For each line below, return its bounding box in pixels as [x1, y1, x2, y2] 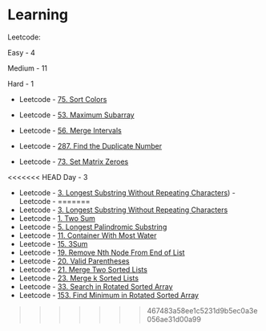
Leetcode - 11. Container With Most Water [18, 231, 157, 240]
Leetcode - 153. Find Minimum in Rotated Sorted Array [18, 290, 199, 300]
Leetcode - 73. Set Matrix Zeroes [18, 157, 129, 166]
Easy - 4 [7, 47, 35, 57]
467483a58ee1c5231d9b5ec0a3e [147, 305, 258, 315]
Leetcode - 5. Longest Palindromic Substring [18, 222, 167, 231]
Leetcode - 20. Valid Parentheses [18, 255, 130, 266]
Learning [7, 6, 69, 24]
